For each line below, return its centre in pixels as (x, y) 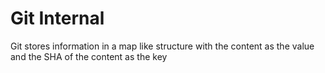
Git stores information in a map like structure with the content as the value (162, 46)
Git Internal (57, 18)
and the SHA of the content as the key (89, 56)
